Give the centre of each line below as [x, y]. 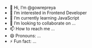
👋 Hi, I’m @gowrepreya [33, 8]
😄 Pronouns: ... [25, 36]
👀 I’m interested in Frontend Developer [48, 13]
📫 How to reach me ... [32, 29]
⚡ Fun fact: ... [23, 41]
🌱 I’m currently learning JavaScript [44, 18]
